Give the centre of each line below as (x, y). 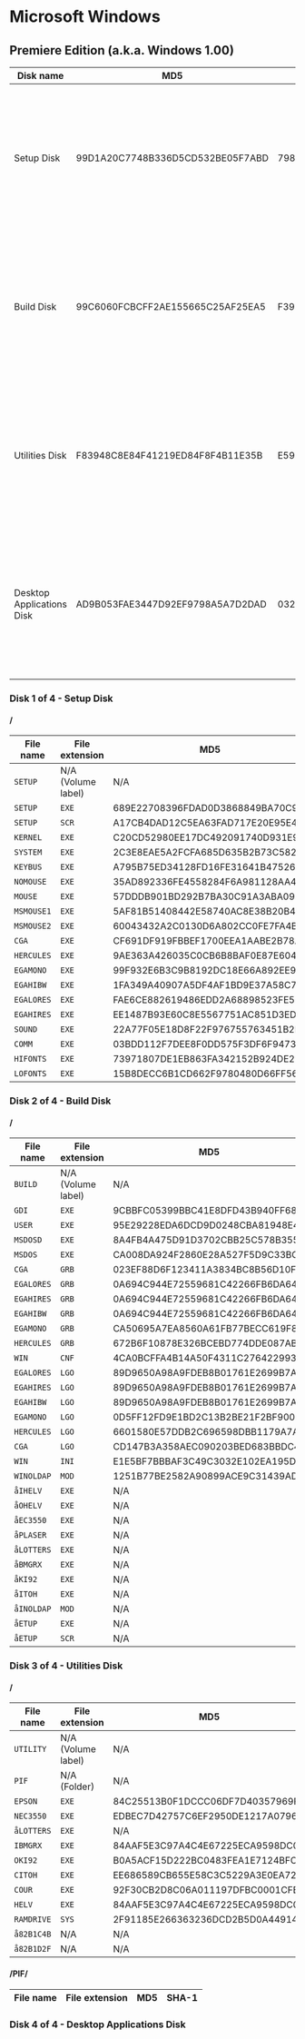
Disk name (40, 76)
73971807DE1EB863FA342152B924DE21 (207, 1059)
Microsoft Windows (85, 17)
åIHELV (28, 1491)
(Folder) (78, 1787)
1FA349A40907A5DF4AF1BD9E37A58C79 (208, 985)
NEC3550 (30, 1816)
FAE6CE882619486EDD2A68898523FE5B (207, 1000)
